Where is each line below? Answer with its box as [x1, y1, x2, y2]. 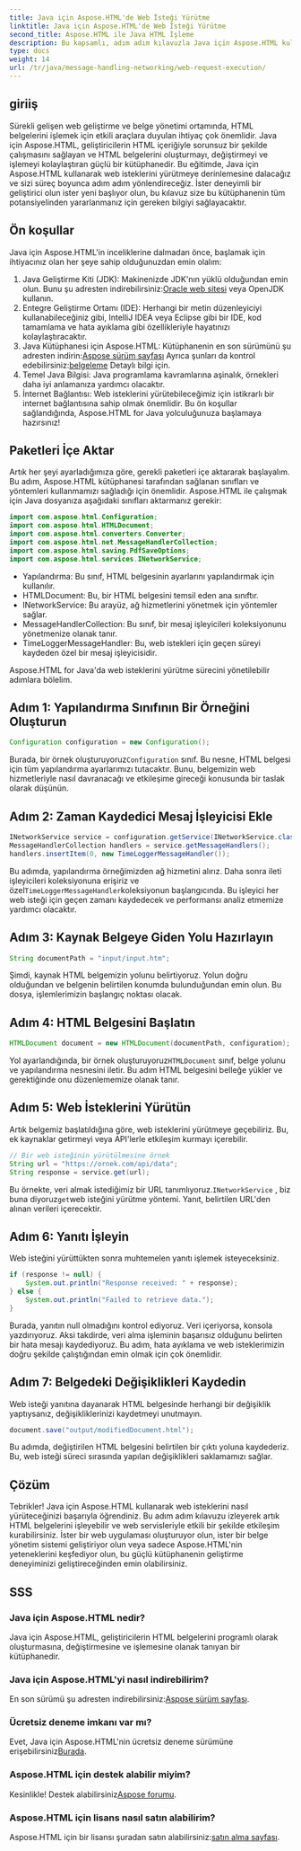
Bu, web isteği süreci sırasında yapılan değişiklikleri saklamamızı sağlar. [9, 1451, 273, 1462]
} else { [9, 1287, 42, 1297]
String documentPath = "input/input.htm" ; [9, 953, 170, 962]
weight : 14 [9, 55, 50, 64]
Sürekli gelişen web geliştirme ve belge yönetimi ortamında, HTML [9, 120, 254, 131]
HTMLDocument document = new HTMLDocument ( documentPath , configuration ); [9, 1039, 291, 1048]
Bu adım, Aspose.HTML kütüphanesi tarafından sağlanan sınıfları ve [9, 476, 260, 487]
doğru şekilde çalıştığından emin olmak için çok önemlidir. [9, 1349, 222, 1359]
